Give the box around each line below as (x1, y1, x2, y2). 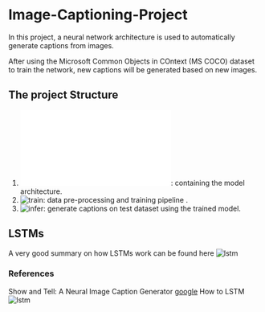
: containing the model (170, 178, 245, 187)
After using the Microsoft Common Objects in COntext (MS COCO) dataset (8, 56, 255, 66)
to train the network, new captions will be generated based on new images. (8, 64, 258, 74)
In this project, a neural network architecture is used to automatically (8, 32, 235, 42)
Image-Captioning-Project (8, 6, 189, 24)
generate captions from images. (8, 40, 114, 50)
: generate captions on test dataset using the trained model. (43, 203, 241, 213)
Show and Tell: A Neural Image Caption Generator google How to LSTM (8, 286, 245, 296)
